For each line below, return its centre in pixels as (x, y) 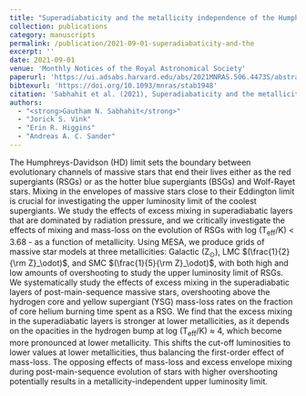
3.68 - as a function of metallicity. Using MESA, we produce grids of (137, 241)
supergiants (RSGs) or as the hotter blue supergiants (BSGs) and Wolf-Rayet (153, 181)
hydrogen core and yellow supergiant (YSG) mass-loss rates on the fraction (151, 302)
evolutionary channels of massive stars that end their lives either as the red (150, 172)
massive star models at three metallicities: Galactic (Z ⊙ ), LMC (125, 253)
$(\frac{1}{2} (266, 251)
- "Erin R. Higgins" (56, 128)
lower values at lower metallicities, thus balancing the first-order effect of (147, 352)
